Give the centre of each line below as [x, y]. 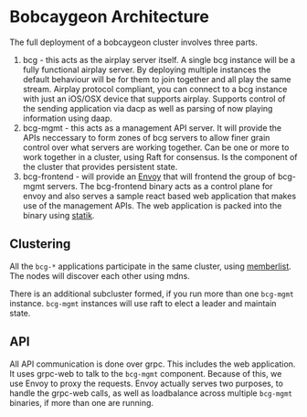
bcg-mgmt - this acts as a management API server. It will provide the [152, 128]
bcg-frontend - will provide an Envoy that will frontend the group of [149, 176]
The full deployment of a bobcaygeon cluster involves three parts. [134, 42]
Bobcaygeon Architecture [110, 17]
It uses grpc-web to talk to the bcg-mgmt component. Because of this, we [146, 373]
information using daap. [67, 118]
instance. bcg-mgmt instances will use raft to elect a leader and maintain [143, 303]
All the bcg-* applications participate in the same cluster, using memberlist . [151, 266]
